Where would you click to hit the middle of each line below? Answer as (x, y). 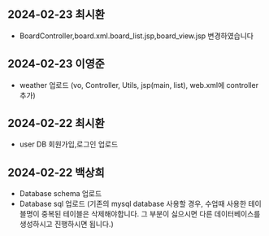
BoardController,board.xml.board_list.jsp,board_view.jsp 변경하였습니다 (136, 36)
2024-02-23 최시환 (56, 15)
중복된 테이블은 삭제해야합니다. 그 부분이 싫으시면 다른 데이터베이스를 (151, 214)
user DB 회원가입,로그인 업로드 (69, 144)
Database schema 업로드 (61, 194)
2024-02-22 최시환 (56, 123)
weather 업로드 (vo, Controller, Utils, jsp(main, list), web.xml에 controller (139, 85)
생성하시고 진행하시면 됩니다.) (67, 224)
